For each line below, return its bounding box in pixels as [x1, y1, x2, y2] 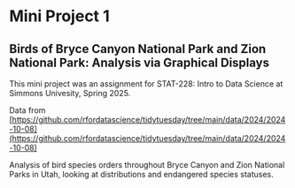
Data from [9, 105, 46, 116]
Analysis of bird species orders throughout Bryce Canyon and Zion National [9, 160, 285, 169]
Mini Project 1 [9, 6, 111, 26]
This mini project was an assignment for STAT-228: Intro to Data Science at [9, 79, 283, 89]
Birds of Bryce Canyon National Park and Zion [9, 41, 267, 56]
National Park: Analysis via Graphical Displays [9, 55, 270, 70]
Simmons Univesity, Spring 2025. [9, 88, 131, 98]
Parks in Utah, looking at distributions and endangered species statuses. [9, 169, 275, 179]
